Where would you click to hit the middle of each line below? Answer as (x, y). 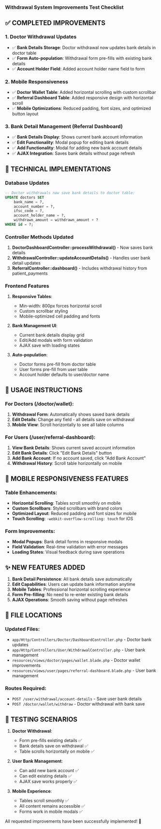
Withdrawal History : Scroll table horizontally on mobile (67, 463)
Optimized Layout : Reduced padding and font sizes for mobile (74, 513)
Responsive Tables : (32, 297)
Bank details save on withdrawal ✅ (54, 746)
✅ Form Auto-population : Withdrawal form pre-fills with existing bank (82, 58)
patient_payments (30, 273)
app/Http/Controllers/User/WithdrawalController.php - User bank (79, 650)
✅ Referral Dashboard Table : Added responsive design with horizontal (82, 97)
